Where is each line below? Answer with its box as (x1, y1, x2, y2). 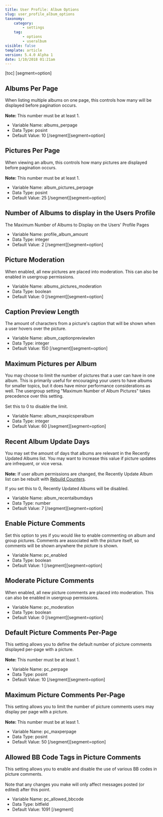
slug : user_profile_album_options (5, 12, 75, 17)
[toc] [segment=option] (5, 70, 52, 76)
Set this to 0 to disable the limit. (5, 403, 68, 409)
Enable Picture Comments (5, 519, 85, 528)
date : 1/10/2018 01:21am (5, 57, 55, 62)
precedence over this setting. (5, 393, 64, 399)
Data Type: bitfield (12, 801, 49, 807)
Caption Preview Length (5, 308, 79, 316)
